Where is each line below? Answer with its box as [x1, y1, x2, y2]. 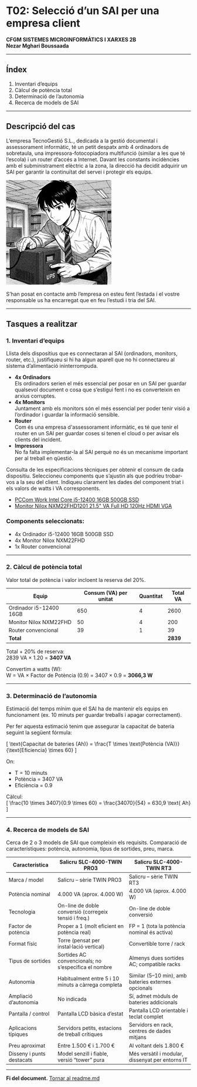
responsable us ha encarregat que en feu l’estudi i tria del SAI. [6, 296, 157, 303]
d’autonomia [8, 998, 39, 1005]
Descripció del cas [6, 121, 76, 131]
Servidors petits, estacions [57, 1024, 122, 1031]
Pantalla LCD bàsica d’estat [57, 1010, 124, 1017]
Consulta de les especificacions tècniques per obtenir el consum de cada [6, 466, 184, 473]
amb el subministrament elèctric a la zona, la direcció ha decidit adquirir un [6, 162, 188, 169]
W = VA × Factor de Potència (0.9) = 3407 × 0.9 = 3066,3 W [6, 672, 153, 679]
